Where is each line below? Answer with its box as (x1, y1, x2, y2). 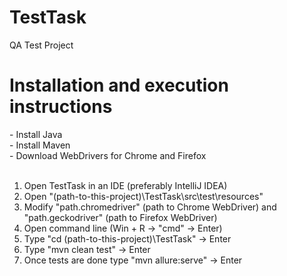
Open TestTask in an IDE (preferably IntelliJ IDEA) (23, 179, 228, 191)
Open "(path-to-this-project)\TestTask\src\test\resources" (23, 190, 264, 202)
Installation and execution (9, 74, 229, 97)
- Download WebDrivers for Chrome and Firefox (9, 149, 207, 161)
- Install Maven (9, 139, 71, 151)
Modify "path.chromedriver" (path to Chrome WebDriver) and (23, 201, 277, 213)
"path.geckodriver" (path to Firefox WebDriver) (23, 211, 218, 223)
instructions (9, 96, 113, 118)
